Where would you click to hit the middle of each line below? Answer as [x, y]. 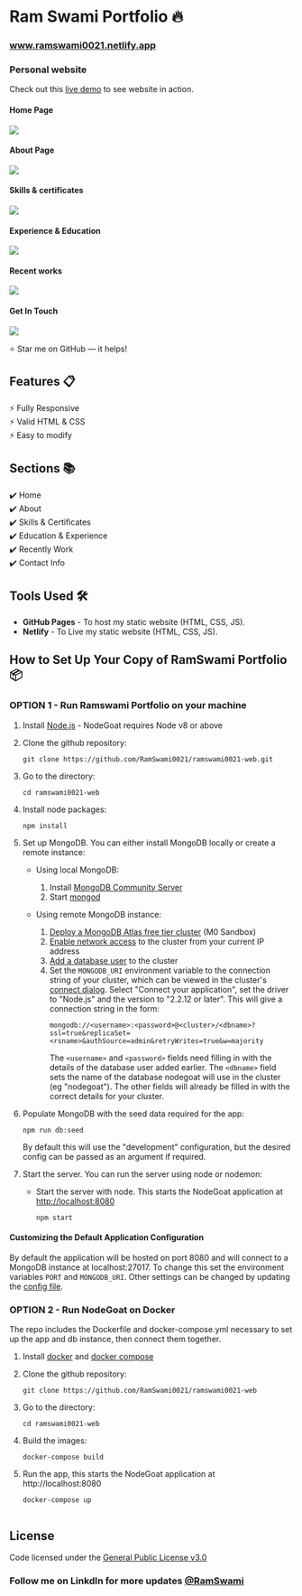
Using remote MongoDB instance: [99, 914]
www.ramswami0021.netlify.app [82, 45]
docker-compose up [57, 1500]
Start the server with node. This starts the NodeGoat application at [160, 1191]
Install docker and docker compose [88, 1357]
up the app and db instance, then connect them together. [115, 1339]
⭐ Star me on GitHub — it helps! [69, 349]
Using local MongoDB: [78, 870]
